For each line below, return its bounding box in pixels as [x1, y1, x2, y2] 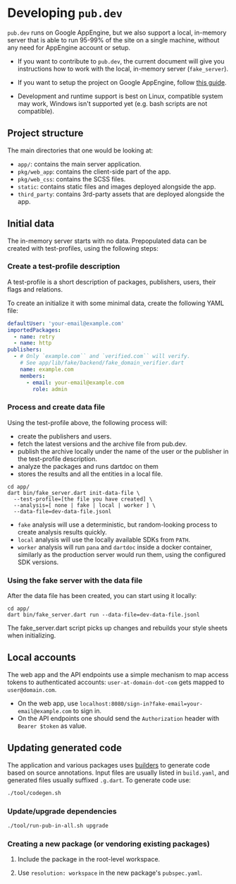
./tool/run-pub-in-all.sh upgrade [7, 822, 109, 829]
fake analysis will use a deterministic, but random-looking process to [17, 520, 218, 529]
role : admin [32, 386, 68, 393]
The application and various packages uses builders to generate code [7, 760, 210, 769]
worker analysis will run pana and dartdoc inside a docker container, [17, 542, 213, 551]
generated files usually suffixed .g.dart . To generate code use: [7, 775, 192, 784]
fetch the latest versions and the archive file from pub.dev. [17, 439, 187, 448]
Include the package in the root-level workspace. [17, 855, 161, 864]
